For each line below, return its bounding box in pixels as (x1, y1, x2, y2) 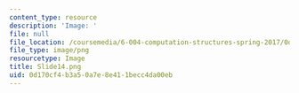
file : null (9, 29, 50, 38)
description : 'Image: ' (9, 21, 98, 30)
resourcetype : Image (9, 54, 86, 63)
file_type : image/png (9, 46, 90, 55)
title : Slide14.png (9, 63, 82, 72)
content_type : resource (9, 12, 98, 22)
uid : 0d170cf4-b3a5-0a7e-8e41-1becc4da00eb (9, 71, 174, 80)
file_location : (9, 37, 66, 47)
